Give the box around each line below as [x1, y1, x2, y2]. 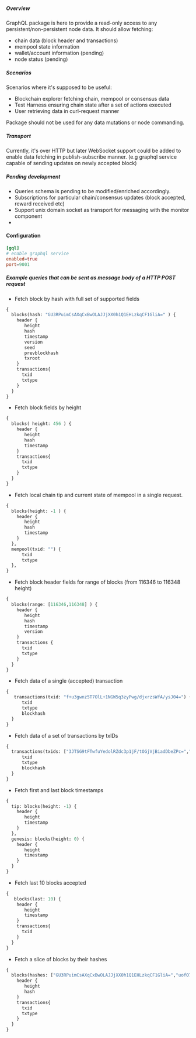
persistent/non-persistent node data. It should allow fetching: [6, 25, 153, 32]
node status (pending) [14, 56, 68, 63]
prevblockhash [24, 350, 59, 356]
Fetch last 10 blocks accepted [14, 879, 86, 886]
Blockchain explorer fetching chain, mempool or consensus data [14, 95, 170, 102]
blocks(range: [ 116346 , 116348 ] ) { [11, 602, 98, 608]
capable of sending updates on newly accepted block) [6, 159, 137, 166]
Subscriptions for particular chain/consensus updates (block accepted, [14, 194, 185, 201]
